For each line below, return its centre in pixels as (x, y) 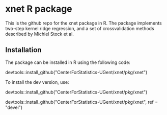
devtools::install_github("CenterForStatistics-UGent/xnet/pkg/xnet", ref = (82, 102)
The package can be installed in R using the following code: (68, 62)
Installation (23, 50)
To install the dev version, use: (37, 82)
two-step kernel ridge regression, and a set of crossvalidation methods (80, 28)
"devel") (14, 107)
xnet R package (39, 9)
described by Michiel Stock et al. (39, 34)
